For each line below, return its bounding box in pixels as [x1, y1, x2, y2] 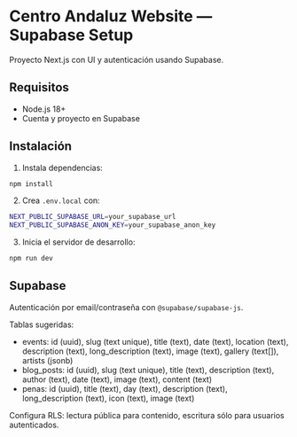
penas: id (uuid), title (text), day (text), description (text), [21, 383, 228, 394]
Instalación [9, 139, 73, 154]
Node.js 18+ [21, 104, 66, 114]
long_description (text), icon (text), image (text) [21, 393, 195, 403]
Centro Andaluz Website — [9, 6, 213, 27]
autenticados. [9, 419, 59, 430]
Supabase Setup [9, 25, 134, 45]
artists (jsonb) [21, 355, 74, 365]
